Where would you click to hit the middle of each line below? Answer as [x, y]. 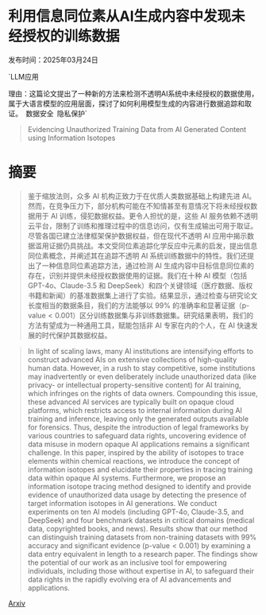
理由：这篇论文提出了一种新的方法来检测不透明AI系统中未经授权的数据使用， [133, 93]
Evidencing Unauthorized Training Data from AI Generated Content [137, 129]
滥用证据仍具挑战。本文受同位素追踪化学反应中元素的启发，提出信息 [146, 245]
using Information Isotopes [71, 138]
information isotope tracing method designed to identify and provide [139, 486]
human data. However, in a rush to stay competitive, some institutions [141, 368]
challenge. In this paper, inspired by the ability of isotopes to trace [136, 452]
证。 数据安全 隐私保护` [48, 113]
